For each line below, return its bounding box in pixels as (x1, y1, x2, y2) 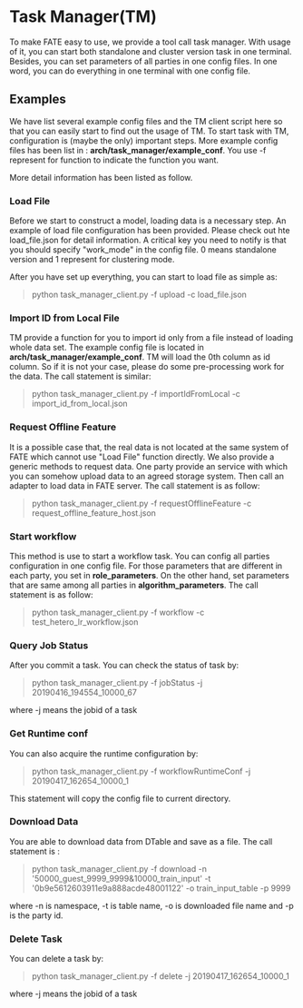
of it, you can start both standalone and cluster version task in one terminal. (9, 45, 292, 56)
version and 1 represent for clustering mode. (9, 254, 175, 265)
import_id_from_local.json (31, 398, 129, 410)
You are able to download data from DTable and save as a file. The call (9, 835, 273, 846)
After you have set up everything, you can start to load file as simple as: (9, 272, 279, 282)
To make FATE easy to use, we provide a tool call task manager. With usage (9, 36, 291, 47)
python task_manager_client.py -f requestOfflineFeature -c (31, 498, 252, 509)
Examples (9, 92, 66, 107)
